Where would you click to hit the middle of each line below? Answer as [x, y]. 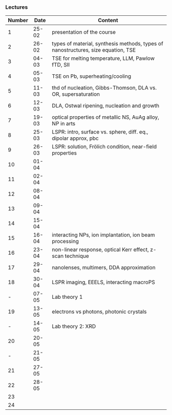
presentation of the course [84, 32]
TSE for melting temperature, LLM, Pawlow [103, 58]
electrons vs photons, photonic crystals [99, 312]
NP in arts [64, 124]
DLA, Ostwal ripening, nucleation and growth [106, 106]
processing [66, 242]
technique [77, 256]
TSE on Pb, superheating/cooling [92, 76]
